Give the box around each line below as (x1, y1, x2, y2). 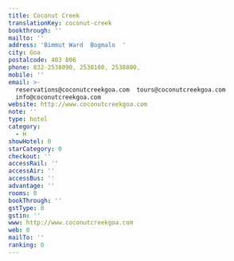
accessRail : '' (8, 160, 59, 168)
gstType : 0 (8, 204, 45, 212)
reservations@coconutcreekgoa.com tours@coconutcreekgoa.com (15, 85, 226, 94)
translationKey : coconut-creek (8, 19, 112, 27)
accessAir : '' (8, 167, 56, 175)
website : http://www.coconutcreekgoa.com (8, 100, 148, 108)
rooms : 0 (8, 189, 37, 197)
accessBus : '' (8, 174, 56, 183)
